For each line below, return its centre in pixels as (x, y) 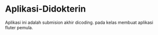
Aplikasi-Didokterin (46, 9)
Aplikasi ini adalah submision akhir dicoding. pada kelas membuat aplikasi (79, 22)
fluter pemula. (19, 27)
